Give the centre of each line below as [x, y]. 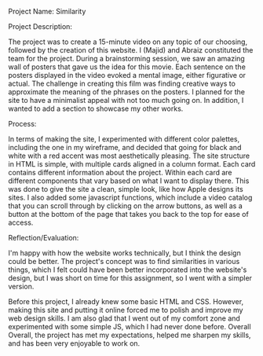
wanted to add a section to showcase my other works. [96, 108]
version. [21, 286]
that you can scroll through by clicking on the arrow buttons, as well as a [126, 206]
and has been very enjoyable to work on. [74, 343]
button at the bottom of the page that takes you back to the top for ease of [128, 214]
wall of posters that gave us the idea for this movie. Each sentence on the [127, 67]
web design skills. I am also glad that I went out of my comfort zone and [124, 318]
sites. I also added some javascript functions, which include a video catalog [130, 197]
